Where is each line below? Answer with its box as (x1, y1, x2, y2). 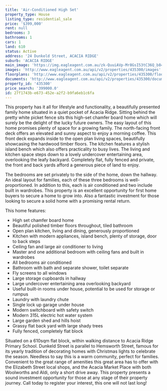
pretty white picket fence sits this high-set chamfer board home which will (5, 115, 158, 121)
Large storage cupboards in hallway (12, 275, 86, 281)
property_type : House (5, 12, 50, 17)
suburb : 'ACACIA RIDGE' (5, 58, 55, 63)
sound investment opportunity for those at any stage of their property (5, 375, 148, 381)
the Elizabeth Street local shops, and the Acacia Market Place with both (5, 364, 152, 370)
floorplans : (5, 72, 30, 77)
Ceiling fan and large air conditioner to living (12, 244, 103, 250)
